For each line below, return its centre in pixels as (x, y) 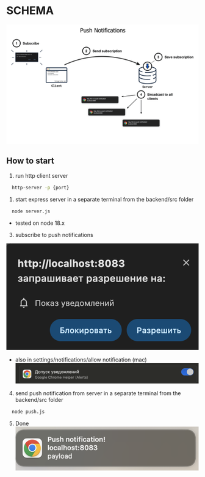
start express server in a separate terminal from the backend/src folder (104, 199)
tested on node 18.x (40, 223)
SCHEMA (30, 11)
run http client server (41, 175)
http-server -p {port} (41, 188)
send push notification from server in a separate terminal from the (98, 393)
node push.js (28, 412)
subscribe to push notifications (54, 235)
